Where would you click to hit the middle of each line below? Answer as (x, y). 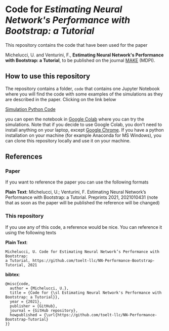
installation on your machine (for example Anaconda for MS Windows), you (83, 135)
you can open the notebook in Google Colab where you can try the (75, 119)
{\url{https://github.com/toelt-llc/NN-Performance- (100, 315)
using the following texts (31, 232)
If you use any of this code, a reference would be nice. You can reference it (84, 227)
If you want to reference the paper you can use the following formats (77, 182)
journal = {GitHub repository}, (44, 310)
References (24, 157)
